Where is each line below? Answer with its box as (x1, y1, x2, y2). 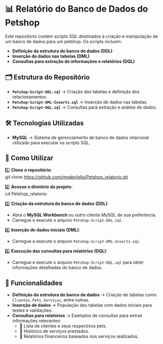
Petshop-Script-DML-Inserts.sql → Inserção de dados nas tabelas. (12, 99, 148, 105)
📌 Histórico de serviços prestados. (19, 328, 90, 334)
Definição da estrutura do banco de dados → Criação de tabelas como (12, 292, 157, 298)
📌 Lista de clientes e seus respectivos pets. (19, 323, 107, 329)
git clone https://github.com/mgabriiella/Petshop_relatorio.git (5, 174, 128, 180)
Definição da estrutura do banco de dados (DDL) (12, 48, 113, 54)
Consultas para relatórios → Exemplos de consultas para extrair (12, 313, 143, 319)
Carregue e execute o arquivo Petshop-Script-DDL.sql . (12, 217, 123, 223)
